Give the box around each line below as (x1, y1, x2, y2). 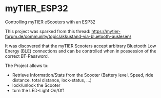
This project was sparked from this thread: (5, 28, 91, 34)
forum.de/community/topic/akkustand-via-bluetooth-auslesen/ (5, 33, 132, 39)
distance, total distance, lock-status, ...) (12, 77, 92, 83)
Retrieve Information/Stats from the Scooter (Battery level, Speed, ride (12, 72, 154, 78)
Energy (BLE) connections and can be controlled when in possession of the (5, 48, 157, 54)
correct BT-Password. (5, 53, 49, 59)
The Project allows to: (5, 63, 49, 68)
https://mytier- (91, 28, 121, 34)
